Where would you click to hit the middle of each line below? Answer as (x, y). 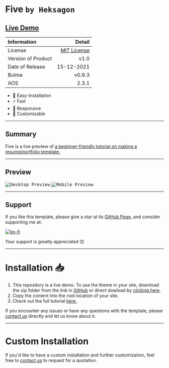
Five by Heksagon (40, 9)
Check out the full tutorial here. (45, 301)
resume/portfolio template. (33, 151)
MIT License (75, 50)
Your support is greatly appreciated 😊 (45, 242)
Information (22, 42)
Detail (82, 42)
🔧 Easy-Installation (32, 96)
